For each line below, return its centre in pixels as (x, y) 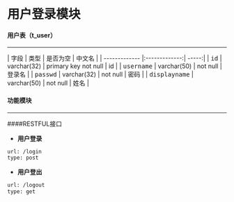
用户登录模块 (44, 14)
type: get (22, 192)
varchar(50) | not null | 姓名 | (48, 83)
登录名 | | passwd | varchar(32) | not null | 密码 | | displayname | (100, 74)
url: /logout (26, 185)
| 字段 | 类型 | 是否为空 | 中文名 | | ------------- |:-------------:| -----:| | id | (115, 58)
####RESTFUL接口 (35, 124)
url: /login (24, 151)
